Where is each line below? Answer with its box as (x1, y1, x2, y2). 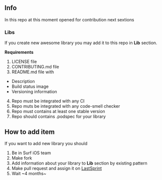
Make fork (11, 155, 32, 161)
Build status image (11, 83, 49, 89)
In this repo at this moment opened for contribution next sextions (4, 16, 134, 22)
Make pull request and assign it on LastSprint (11, 165, 102, 171)
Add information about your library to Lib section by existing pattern (11, 160, 147, 166)
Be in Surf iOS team (11, 150, 51, 156)
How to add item (4, 128, 55, 136)
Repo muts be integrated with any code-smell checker (11, 103, 120, 109)
